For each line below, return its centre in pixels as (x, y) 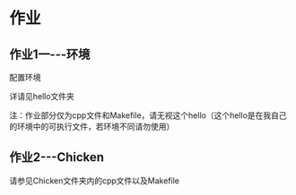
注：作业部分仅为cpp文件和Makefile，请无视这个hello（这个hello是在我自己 (148, 115)
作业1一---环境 (50, 54)
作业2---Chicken (57, 157)
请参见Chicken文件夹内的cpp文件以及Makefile (95, 181)
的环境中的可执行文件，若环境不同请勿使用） (92, 127)
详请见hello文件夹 (42, 96)
